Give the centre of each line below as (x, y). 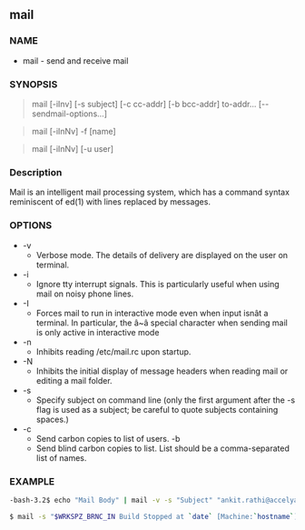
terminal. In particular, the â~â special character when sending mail (162, 323)
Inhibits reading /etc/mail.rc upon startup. (113, 351)
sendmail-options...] (69, 114)
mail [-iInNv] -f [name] (74, 131)
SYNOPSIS (34, 84)
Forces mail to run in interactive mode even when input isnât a (152, 313)
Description (36, 172)
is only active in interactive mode (98, 332)
